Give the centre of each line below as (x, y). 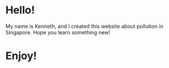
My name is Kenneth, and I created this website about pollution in (84, 26)
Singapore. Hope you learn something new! (58, 32)
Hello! (20, 10)
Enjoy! (21, 56)
